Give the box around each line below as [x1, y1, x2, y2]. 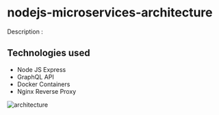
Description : [7, 27, 43, 36]
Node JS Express [16, 65, 66, 73]
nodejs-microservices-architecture [7, 5, 214, 21]
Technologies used [7, 47, 90, 59]
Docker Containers [16, 80, 70, 88]
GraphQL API [16, 73, 55, 81]
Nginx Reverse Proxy [16, 87, 77, 95]
